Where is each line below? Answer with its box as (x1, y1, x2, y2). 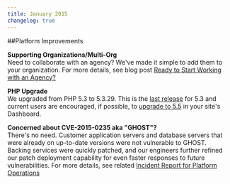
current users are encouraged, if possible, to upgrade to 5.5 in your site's (7, 102, 221, 110)
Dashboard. (7, 109, 42, 118)
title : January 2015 (7, 10, 69, 18)
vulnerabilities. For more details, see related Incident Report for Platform (7, 161, 217, 169)
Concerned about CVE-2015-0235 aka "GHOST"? (7, 123, 157, 131)
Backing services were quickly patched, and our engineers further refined (7, 146, 223, 154)
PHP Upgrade (7, 87, 48, 95)
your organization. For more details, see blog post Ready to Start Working (7, 65, 222, 74)
